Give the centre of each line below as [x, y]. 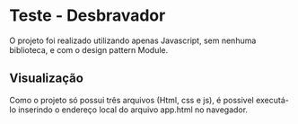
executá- [272, 100]
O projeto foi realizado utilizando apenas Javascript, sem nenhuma [133, 40]
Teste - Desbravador [88, 16]
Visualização [46, 79]
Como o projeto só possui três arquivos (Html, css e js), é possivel [131, 100]
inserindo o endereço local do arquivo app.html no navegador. [133, 110]
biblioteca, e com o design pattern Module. [89, 49]
